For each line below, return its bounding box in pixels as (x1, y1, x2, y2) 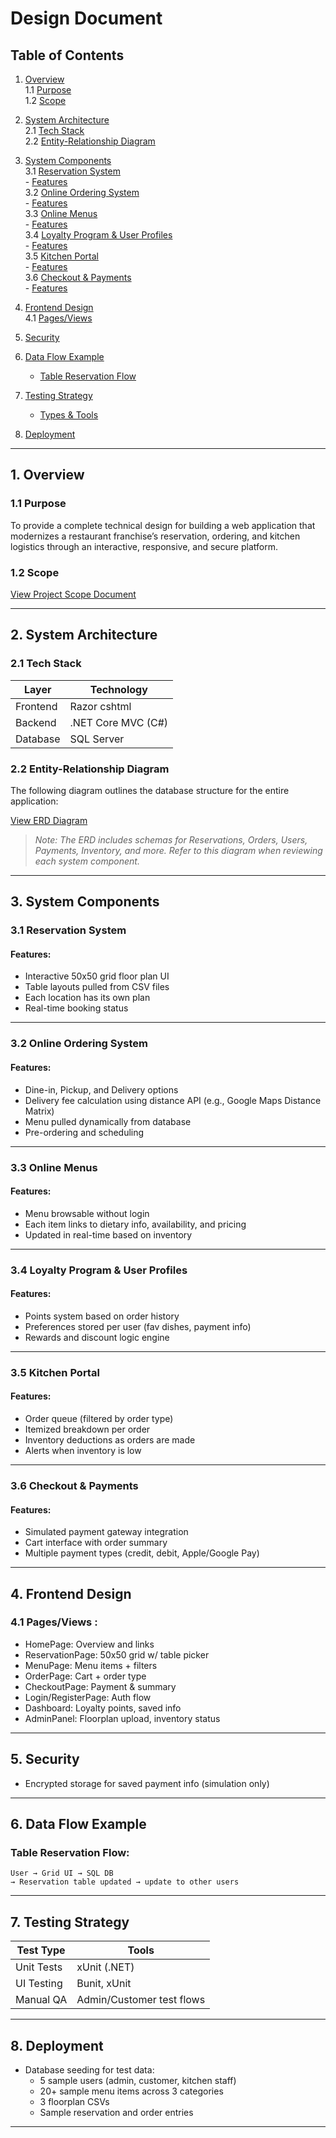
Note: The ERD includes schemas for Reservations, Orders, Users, (34, 833, 308, 846)
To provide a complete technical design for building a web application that (10, 519, 316, 531)
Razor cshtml (69, 699, 132, 713)
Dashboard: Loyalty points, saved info (24, 1702, 182, 1714)
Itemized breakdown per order (24, 1423, 151, 1435)
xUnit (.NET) (76, 1960, 135, 1974)
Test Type (16, 1943, 66, 1957)
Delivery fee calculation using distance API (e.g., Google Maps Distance (24, 1094, 322, 1106)
